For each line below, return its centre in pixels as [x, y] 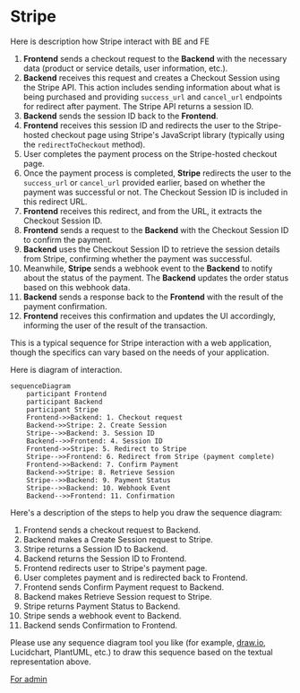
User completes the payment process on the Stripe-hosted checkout [150, 153]
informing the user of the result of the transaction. [116, 325]
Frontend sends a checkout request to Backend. [111, 530]
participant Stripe [63, 410]
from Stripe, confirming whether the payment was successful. [137, 258]
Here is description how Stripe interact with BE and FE [110, 41]
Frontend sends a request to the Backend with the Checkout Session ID [156, 230]
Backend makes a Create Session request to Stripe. [118, 539]
